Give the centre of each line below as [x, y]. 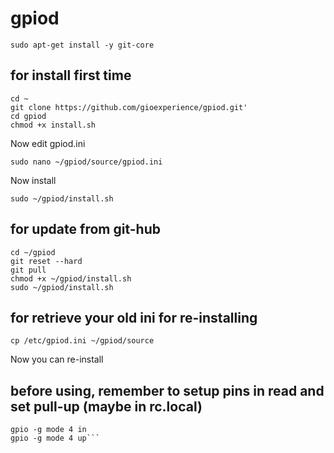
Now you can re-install [57, 359]
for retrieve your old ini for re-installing [134, 317]
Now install [33, 180]
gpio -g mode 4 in [48, 430]
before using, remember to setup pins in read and [167, 390]
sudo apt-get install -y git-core [82, 45]
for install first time [71, 75]
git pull [28, 270]
